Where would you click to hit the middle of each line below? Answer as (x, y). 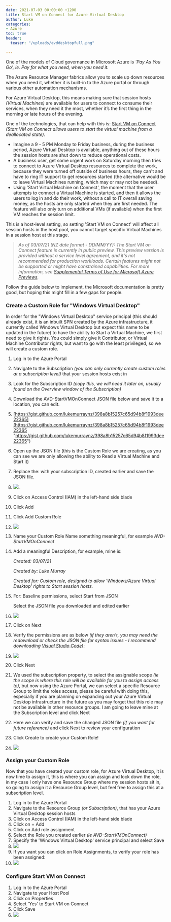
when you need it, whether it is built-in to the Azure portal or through (78, 82)
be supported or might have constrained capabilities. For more (84, 266)
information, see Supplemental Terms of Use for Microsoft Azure (86, 271)
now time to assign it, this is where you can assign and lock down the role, (83, 777)
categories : (18, 24)
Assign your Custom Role (38, 760)
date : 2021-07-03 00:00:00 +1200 (41, 10)
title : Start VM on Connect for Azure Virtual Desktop (65, 15)
